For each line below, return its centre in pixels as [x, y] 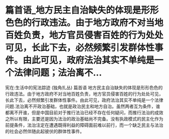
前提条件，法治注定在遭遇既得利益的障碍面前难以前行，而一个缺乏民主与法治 [84, 125]
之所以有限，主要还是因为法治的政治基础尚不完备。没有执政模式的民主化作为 [84, 118]
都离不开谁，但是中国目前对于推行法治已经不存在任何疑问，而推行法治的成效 [84, 112]
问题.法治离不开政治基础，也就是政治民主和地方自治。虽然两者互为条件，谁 [83, 106]
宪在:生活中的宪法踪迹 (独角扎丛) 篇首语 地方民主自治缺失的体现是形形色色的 [84, 87]
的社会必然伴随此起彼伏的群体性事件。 [45, 131]
